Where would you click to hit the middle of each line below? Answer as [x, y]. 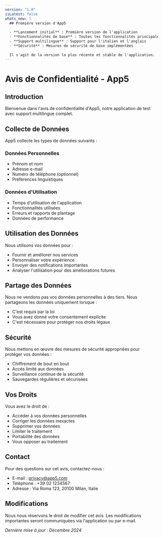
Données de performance [38, 218]
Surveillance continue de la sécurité [48, 374]
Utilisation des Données [42, 233]
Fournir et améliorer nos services [45, 255]
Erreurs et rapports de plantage [43, 213]
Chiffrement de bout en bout [41, 364]
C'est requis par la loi [33, 312]
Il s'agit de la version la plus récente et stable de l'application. [82, 55]
